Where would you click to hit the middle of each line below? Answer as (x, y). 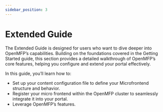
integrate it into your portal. (40, 99)
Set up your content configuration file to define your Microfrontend (81, 83)
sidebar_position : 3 (27, 10)
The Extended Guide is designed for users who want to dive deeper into (79, 48)
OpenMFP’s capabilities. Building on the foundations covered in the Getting (82, 53)
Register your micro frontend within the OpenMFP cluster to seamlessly (85, 93)
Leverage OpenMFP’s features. (44, 104)
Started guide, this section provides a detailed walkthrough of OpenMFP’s (81, 58)
